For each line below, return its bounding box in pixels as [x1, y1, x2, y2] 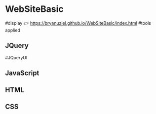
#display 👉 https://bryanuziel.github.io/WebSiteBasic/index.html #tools [5, 20, 152, 26]
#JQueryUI [5, 54, 28, 60]
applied [5, 27, 21, 33]
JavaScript [5, 69, 39, 77]
